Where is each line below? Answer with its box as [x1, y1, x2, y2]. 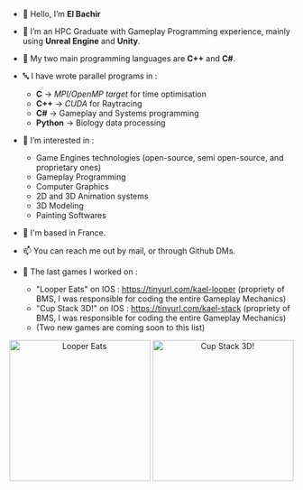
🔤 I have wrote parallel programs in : [22, 70, 158, 81]
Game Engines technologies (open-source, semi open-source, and [35, 153, 284, 162]
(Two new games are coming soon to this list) [35, 322, 206, 333]
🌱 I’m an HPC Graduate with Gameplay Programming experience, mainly [22, 26, 290, 36]
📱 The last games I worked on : [22, 266, 138, 277]
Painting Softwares [35, 210, 106, 220]
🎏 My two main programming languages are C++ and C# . [22, 53, 236, 63]
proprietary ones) [35, 162, 102, 172]
